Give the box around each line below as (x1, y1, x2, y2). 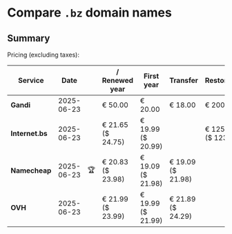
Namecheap (10, 166, 52, 175)
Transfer (168, 76, 199, 85)
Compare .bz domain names (7, 5, 173, 21)
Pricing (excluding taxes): (7, 50, 80, 59)
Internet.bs (10, 129, 48, 138)
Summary (7, 32, 50, 44)
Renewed (101, 76, 133, 85)
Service (18, 76, 44, 85)
